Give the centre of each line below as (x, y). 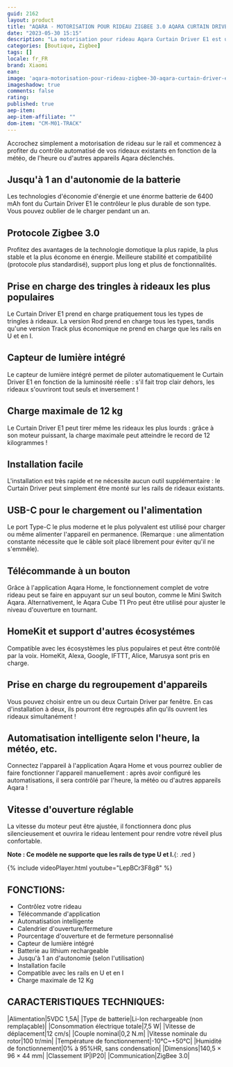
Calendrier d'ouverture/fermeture (65, 929)
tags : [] (20, 53)
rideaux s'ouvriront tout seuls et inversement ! (73, 389)
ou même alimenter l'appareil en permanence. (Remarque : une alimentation (115, 535)
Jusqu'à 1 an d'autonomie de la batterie (94, 179)
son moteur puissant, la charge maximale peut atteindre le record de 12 (109, 435)
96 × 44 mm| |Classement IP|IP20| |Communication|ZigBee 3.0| (98, 1055)
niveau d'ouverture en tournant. (53, 610)
